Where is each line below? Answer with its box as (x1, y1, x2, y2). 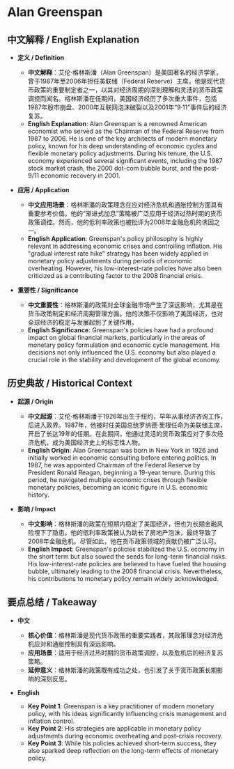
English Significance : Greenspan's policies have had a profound (27, 326, 214, 334)
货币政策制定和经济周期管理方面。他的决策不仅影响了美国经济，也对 (27, 309, 224, 318)
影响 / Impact (17, 504, 56, 513)
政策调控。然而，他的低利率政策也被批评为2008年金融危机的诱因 (27, 218, 214, 226)
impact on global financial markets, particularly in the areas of (27, 334, 205, 341)
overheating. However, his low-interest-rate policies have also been (27, 264, 222, 272)
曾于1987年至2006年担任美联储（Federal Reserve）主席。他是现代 (27, 77, 219, 85)
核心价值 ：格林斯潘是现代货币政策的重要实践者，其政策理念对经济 (27, 631, 217, 639)
